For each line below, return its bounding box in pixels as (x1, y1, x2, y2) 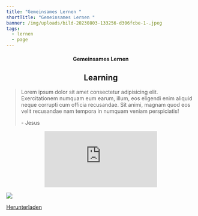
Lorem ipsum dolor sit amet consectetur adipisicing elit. (20, 88, 158, 96)
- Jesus (20, 119, 40, 127)
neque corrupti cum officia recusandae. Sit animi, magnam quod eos (20, 101, 191, 109)
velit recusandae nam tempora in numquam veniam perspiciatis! (20, 107, 179, 115)
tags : (6, 25, 20, 32)
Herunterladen (6, 203, 42, 211)
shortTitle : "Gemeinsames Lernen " (6, 14, 95, 20)
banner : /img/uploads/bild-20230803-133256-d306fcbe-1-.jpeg (6, 20, 163, 26)
